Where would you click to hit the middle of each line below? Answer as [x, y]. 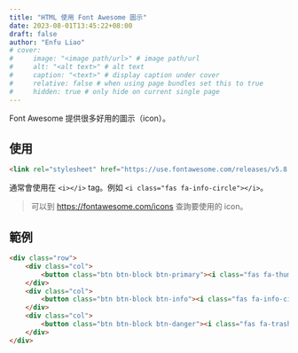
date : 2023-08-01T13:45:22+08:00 [71, 26]
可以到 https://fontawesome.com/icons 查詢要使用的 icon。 [139, 207]
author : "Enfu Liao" [47, 42]
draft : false [33, 34]
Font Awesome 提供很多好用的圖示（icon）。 [90, 118]
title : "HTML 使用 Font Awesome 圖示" [78, 17]
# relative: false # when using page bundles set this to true [137, 83]
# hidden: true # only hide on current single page [114, 91]
